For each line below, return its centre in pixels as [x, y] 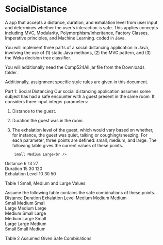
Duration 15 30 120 [24, 169]
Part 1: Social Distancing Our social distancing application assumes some [78, 91]
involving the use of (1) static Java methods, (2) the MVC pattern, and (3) [78, 53]
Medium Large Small [25, 218]
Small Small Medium [25, 229]
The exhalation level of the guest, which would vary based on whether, [83, 130]
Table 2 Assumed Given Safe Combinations [48, 238]
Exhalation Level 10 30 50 [31, 173]
